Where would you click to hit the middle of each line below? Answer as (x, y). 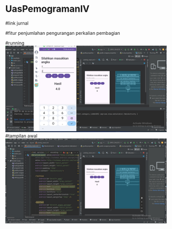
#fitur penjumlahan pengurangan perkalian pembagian (63, 33)
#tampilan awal (21, 136)
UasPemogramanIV (47, 9)
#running (15, 43)
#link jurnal (17, 23)
